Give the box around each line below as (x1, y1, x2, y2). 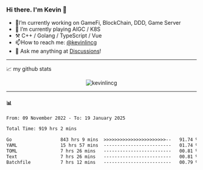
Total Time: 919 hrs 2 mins (6, 126, 77, 132)
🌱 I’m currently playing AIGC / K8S (14, 25, 101, 33)
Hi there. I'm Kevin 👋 (6, 5, 67, 14)
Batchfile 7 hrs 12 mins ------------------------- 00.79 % (6, 159, 199, 165)
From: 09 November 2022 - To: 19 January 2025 (6, 115, 126, 121)
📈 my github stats (6, 65, 52, 73)
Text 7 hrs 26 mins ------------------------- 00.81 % (6, 154, 199, 160)
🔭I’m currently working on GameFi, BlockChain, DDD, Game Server (14, 19, 181, 27)
